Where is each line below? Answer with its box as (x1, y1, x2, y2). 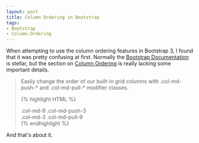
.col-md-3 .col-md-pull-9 (20, 114, 83, 121)
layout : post (6, 8, 39, 15)
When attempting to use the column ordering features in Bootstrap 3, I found (6, 47, 194, 54)
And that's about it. (6, 132, 53, 139)
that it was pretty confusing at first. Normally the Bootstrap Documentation (6, 54, 189, 61)
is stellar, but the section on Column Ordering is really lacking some (6, 60, 171, 67)
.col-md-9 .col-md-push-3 (20, 107, 86, 114)
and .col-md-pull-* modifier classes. (39, 84, 129, 91)
